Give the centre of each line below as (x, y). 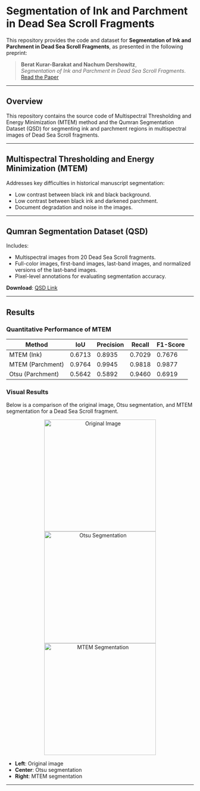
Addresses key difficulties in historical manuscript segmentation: (85, 183)
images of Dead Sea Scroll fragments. (53, 135)
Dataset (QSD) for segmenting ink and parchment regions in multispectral (96, 128)
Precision (110, 345)
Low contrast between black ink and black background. (83, 194)
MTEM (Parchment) (37, 364)
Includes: (17, 246)
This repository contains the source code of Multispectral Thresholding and (99, 116)
